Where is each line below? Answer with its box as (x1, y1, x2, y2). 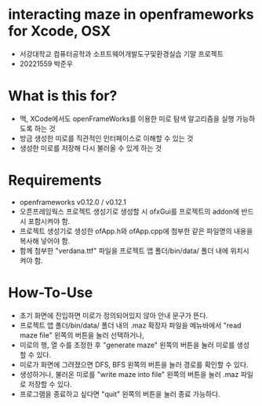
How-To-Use (8, 284, 93, 302)
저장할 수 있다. (27, 379, 72, 389)
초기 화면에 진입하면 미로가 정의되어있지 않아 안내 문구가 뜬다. (19, 310, 209, 320)
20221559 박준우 (19, 59, 73, 68)
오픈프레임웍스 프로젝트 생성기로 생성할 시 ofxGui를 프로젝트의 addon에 (19, 207, 240, 216)
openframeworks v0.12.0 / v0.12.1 (19, 197, 127, 207)
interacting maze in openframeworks (8, 5, 254, 24)
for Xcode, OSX (8, 22, 111, 40)
